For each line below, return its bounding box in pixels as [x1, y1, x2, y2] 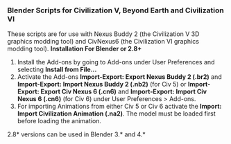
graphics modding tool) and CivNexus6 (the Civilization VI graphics [7, 37, 200, 46]
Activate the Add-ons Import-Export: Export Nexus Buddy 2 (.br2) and [17, 73, 222, 81]
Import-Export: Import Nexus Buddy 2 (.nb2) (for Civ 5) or [17, 80, 187, 89]
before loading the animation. [17, 117, 102, 125]
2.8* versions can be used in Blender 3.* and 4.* [7, 130, 146, 138]
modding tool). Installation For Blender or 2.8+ [7, 44, 142, 53]
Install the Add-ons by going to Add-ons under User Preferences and [17, 58, 215, 66]
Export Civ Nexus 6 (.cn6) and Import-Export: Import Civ [40, 87, 207, 96]
